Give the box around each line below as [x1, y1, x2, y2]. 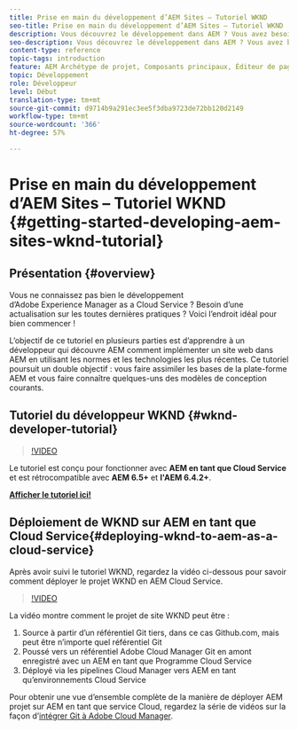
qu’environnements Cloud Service [21, 674, 146, 685]
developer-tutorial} [9, 422, 118, 437]
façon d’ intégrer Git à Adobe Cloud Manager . [9, 710, 173, 721]
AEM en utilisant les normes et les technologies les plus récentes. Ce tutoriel [9, 354, 289, 365]
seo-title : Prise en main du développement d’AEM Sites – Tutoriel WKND [9, 21, 284, 30]
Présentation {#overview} [9, 266, 156, 281]
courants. [9, 382, 44, 393]
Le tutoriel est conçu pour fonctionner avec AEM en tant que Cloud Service [9, 462, 286, 473]
